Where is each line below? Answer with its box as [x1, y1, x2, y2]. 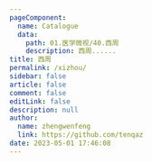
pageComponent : [9, 13, 67, 22]
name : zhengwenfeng [17, 122, 91, 131]
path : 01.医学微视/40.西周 [25, 38, 119, 48]
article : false [9, 80, 67, 89]
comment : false [9, 88, 67, 97]
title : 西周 [9, 55, 52, 64]
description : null [9, 105, 79, 114]
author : [9, 113, 39, 122]
